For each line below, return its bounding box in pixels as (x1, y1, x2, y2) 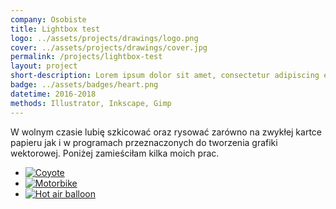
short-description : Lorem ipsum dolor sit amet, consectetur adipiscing (10, 71, 320, 81)
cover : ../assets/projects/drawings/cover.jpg (10, 42, 208, 53)
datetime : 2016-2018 (10, 89, 97, 99)
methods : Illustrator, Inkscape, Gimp (10, 98, 172, 108)
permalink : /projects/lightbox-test (10, 52, 163, 62)
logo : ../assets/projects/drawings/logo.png (10, 33, 199, 43)
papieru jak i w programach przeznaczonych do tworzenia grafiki (10, 136, 278, 148)
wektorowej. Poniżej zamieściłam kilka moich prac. (10, 147, 220, 159)
